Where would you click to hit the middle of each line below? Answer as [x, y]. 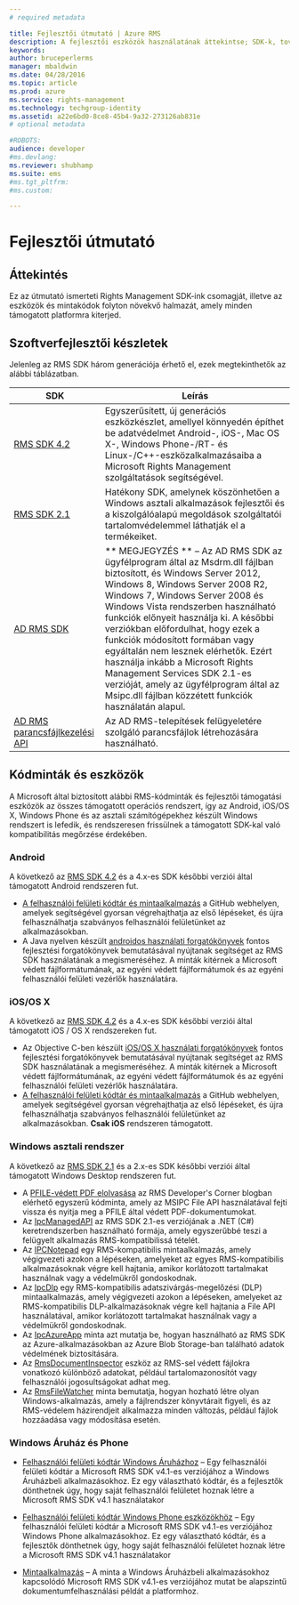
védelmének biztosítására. [70, 1353]
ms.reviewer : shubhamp [51, 165]
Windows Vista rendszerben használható [190, 607]
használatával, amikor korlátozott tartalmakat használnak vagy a [139, 1315]
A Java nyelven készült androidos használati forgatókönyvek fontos [145, 941]
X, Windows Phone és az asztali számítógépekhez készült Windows [133, 815]
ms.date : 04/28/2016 [48, 75]
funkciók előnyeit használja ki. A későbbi [190, 617]
